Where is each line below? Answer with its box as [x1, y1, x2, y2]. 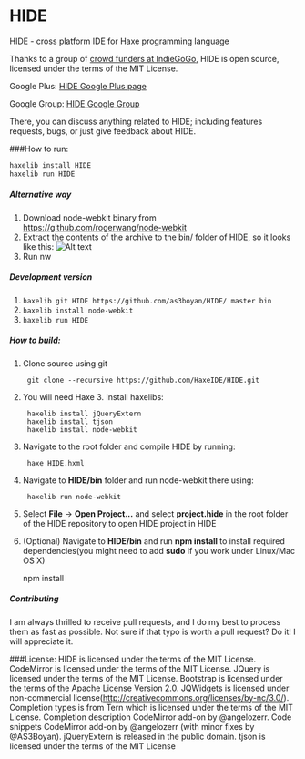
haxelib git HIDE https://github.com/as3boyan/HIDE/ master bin [22, 296, 272, 305]
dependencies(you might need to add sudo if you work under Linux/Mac [22, 545, 296, 556]
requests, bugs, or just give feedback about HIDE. [9, 125, 197, 137]
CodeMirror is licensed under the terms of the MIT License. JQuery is [9, 662, 270, 674]
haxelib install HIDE [9, 160, 92, 169]
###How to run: [9, 143, 69, 154]
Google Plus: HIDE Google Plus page [9, 80, 147, 91]
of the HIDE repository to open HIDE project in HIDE [22, 518, 217, 528]
